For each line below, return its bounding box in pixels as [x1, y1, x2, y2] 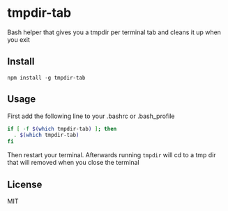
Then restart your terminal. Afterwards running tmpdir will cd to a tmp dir [7, 151, 216, 159]
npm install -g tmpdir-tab [7, 74, 86, 81]
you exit [7, 35, 30, 43]
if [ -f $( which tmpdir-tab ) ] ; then [7, 125, 117, 132]
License [7, 178, 43, 190]
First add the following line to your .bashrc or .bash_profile [7, 112, 175, 120]
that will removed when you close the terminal [7, 159, 139, 167]
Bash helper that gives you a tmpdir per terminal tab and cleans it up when [7, 28, 222, 36]
